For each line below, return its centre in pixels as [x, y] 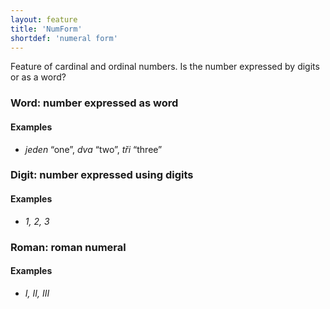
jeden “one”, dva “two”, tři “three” [93, 149]
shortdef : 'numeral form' [64, 38]
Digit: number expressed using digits [102, 175]
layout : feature [44, 19]
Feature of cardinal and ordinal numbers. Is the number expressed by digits [165, 67]
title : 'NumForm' [46, 29]
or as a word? [38, 77]
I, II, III [37, 293]
